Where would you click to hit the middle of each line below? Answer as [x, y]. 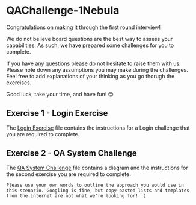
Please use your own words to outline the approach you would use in [95, 185]
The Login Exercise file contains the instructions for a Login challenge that [98, 128]
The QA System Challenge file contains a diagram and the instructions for [97, 168]
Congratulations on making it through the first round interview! [84, 27]
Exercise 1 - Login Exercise [57, 113]
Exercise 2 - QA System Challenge [72, 153]
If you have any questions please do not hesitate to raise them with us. [94, 63]
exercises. [19, 83]
